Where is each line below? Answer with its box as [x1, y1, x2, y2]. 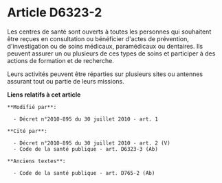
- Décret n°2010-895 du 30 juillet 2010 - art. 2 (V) [13, 139, 170, 147]
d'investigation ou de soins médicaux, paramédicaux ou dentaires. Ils [7, 42, 203, 50]
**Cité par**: [7, 127, 48, 134]
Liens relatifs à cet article [7, 90, 81, 99]
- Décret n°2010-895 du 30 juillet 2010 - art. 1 [13, 115, 158, 123]
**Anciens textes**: [7, 158, 67, 164]
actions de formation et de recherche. [7, 56, 115, 64]
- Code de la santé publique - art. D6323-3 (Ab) [13, 145, 158, 152]
